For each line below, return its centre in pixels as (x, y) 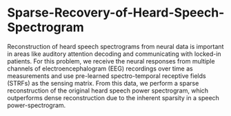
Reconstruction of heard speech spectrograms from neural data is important (115, 46)
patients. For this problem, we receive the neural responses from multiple (111, 61)
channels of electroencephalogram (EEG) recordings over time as (100, 68)
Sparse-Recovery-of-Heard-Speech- (116, 13)
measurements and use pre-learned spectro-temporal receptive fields (107, 76)
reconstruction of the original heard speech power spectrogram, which (108, 90)
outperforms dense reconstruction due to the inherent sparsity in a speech (113, 97)
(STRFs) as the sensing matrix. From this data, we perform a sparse (103, 83)
